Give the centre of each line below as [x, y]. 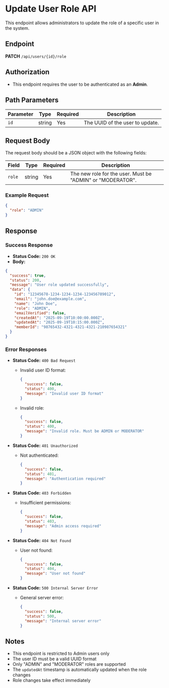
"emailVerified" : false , [40, 313]
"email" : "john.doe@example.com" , [50, 299]
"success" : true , [28, 276]
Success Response [29, 245]
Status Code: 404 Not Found [42, 540]
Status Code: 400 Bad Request [44, 360]
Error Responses [26, 349]
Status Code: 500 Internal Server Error [55, 588]
